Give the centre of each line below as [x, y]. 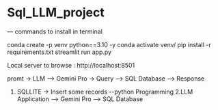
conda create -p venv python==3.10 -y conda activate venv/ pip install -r [109, 44]
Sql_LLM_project [56, 13]
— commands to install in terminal [55, 31]
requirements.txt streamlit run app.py [59, 52]
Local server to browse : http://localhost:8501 [71, 65]
